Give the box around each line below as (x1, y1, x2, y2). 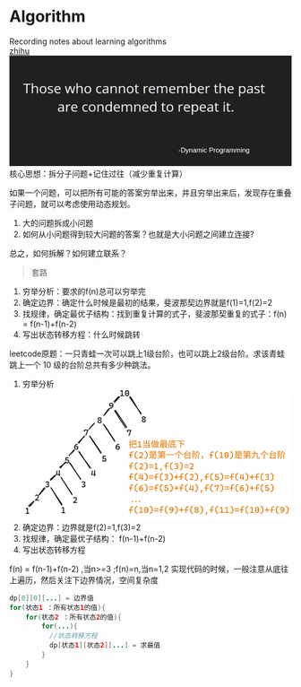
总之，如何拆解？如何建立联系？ (9, 248, 127, 259)
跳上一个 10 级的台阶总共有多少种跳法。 (9, 360, 156, 370)
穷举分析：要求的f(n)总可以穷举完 (21, 286, 146, 297)
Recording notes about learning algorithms (9, 36, 168, 47)
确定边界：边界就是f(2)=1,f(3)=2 (21, 522, 142, 533)
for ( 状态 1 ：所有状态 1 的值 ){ (9, 603, 106, 612)
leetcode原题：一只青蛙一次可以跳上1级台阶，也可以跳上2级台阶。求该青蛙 (9, 348, 285, 360)
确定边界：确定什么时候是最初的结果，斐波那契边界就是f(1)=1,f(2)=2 (21, 298, 273, 309)
